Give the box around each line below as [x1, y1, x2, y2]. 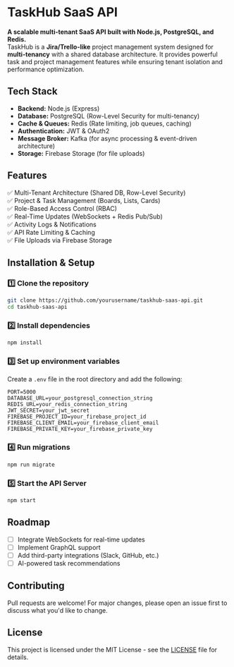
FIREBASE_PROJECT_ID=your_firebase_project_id [7, 413, 147, 420]
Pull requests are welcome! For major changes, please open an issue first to [7, 599, 228, 607]
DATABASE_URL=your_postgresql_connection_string [7, 395, 153, 402]
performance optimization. [7, 65, 85, 73]
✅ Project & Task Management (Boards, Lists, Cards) [7, 196, 161, 204]
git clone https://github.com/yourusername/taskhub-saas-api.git [7, 297, 203, 304]
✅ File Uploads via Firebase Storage [7, 235, 113, 244]
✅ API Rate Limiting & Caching [7, 228, 95, 236]
